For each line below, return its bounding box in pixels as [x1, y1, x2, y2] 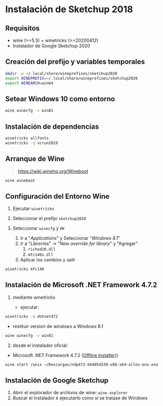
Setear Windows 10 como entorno [5, 94, 116, 103]
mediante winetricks [12, 294, 56, 300]
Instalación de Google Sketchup [5, 376, 108, 385]
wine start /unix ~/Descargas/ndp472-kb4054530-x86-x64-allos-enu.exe [5, 362, 158, 367]
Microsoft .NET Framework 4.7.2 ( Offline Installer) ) [12, 352, 119, 358]
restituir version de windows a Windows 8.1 [12, 323, 103, 329]
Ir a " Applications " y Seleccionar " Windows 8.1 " [20, 235, 121, 241]
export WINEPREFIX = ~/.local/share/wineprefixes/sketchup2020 [5, 75, 138, 81]
